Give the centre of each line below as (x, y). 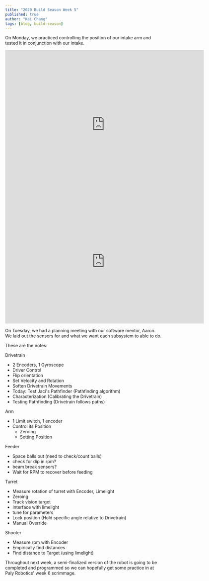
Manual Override (30, 523)
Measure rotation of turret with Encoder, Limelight (63, 491)
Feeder (12, 447)
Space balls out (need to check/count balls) (57, 456)
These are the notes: (26, 346)
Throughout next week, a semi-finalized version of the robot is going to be (81, 563)
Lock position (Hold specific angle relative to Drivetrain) (69, 518)
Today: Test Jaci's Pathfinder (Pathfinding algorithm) (66, 391)
